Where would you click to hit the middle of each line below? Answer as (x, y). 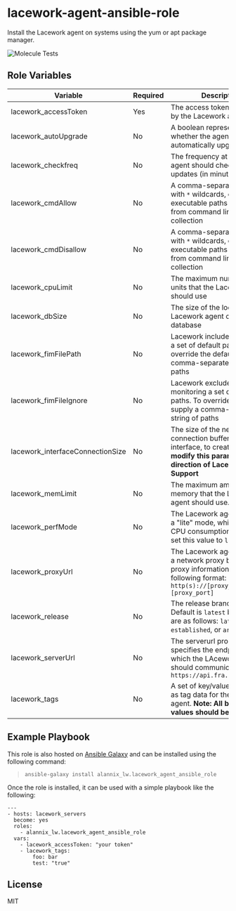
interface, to (191, 447)
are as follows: (195, 621)
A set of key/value (201, 686)
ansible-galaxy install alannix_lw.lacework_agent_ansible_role (120, 774)
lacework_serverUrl (43, 657)
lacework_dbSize (39, 316)
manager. (21, 39)
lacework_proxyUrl (42, 572)
